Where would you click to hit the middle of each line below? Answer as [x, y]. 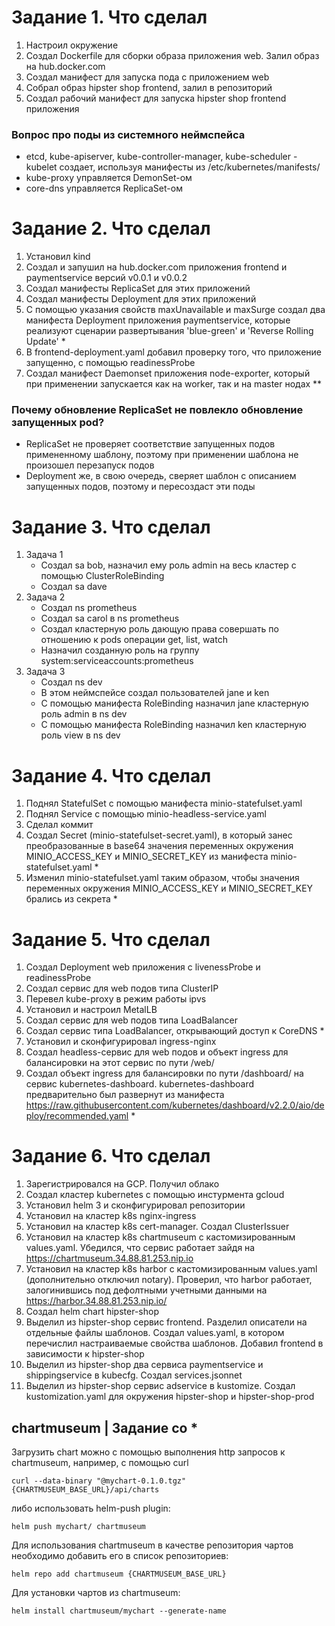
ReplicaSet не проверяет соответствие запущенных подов [150, 444]
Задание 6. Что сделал [111, 1156]
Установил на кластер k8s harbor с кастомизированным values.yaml [171, 1269]
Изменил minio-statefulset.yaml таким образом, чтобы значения [162, 878]
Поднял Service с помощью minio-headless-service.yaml [146, 814]
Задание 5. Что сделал [111, 939]
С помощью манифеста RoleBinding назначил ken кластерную [173, 725]
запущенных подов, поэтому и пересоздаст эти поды [140, 487]
